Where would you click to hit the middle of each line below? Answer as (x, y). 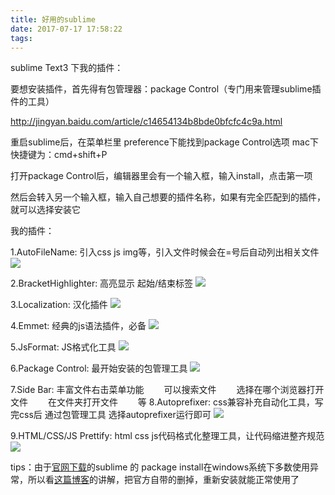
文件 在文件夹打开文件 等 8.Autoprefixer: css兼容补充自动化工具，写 (167, 402)
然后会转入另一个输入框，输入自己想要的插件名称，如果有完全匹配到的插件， (168, 197)
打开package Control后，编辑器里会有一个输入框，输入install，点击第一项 (161, 176)
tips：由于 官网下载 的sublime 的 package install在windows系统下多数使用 (160, 467)
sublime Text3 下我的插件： (67, 68)
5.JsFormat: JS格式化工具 (63, 347)
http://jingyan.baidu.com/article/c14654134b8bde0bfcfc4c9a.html (146, 122)
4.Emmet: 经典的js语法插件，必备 (78, 326)
